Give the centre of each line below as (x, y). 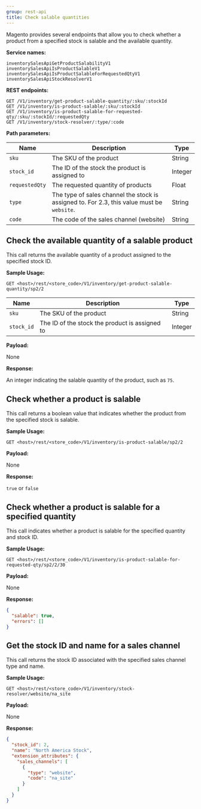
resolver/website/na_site (38, 694)
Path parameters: (28, 133)
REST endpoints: (28, 90)
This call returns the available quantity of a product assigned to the (89, 255)
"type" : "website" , (52, 772)
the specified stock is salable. (43, 420)
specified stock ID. (29, 261)
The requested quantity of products (102, 185)
